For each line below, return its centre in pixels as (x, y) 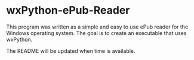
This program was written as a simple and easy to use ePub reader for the (97, 27)
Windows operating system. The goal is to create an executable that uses (96, 33)
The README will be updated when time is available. (71, 50)
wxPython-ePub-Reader (68, 10)
